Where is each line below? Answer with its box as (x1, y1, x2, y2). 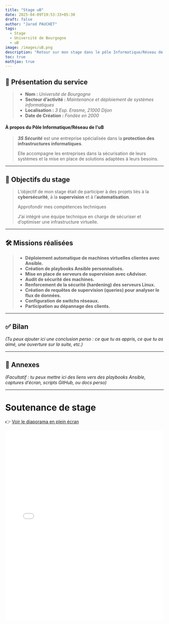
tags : (5, 26, 17, 31)
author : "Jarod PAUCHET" (5, 21, 57, 27)
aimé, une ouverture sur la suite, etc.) (5, 341, 83, 347)
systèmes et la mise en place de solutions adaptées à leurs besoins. (17, 156, 158, 162)
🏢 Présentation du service (5, 78, 88, 86)
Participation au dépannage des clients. (25, 303, 111, 309)
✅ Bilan (5, 323, 29, 331)
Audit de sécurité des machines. (25, 276, 95, 282)
